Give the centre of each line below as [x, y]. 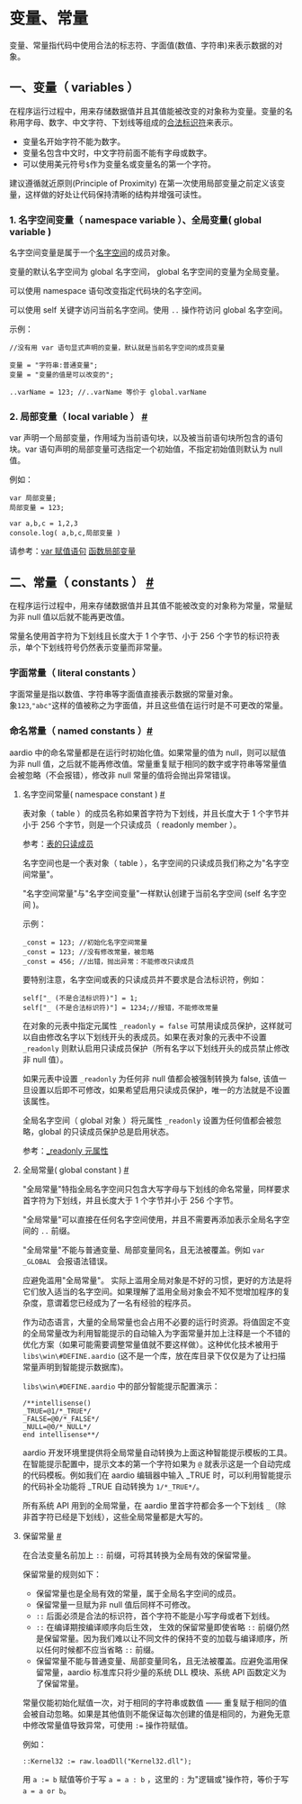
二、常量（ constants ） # [82, 582]
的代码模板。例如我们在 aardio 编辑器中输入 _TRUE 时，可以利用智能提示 [157, 1475]
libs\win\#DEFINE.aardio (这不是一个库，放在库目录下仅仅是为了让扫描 [154, 1355]
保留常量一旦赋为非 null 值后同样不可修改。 [115, 1604]
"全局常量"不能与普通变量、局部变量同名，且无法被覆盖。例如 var [143, 1250]
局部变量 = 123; [37, 508]
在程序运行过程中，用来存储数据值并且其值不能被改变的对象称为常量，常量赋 [151, 606]
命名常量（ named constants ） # [81, 731]
